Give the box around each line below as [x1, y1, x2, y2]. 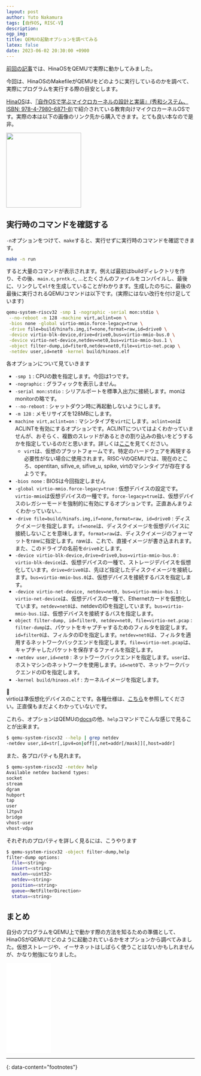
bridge [6, 814, 23, 820]
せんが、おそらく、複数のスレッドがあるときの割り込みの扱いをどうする [14, 432, 193, 440]
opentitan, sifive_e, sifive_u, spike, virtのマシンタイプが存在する [34, 462, 191, 470]
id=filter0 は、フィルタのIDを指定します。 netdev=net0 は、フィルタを [14, 631, 187, 638]
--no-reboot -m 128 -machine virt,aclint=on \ [8, 315, 127, 321]
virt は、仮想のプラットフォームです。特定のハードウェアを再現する [23, 447, 191, 455]
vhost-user [6, 820, 33, 826]
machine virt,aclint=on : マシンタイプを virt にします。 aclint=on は [14, 417, 181, 425]
